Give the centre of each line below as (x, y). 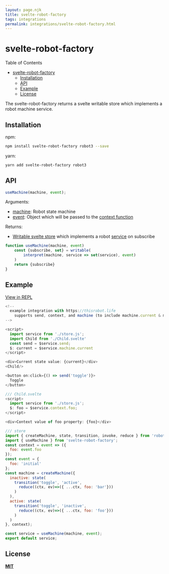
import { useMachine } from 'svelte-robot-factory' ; (62, 440)
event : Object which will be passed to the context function (73, 217)
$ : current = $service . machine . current (52, 348)
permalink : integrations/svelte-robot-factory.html (60, 24)
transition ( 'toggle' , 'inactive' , (50, 506)
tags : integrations (26, 19)
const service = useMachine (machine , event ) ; (54, 534)
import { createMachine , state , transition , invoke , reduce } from (77, 436)
